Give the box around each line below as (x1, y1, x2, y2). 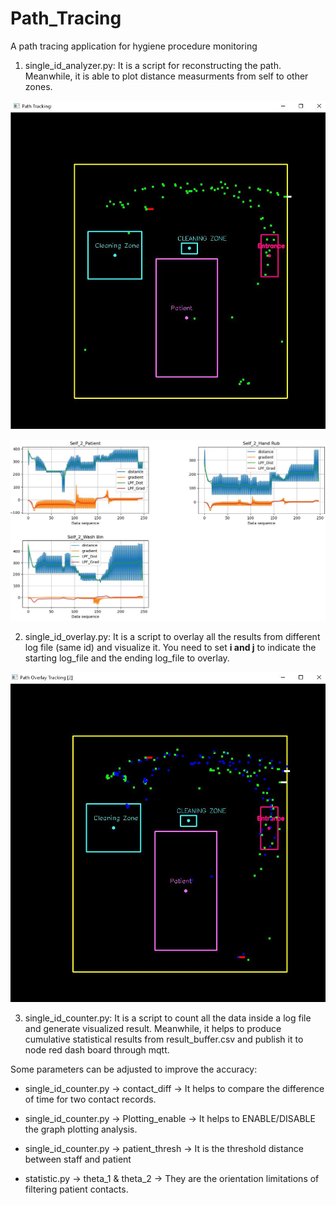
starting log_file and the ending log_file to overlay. (24, 652, 230, 664)
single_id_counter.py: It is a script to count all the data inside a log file (24, 1012, 312, 1024)
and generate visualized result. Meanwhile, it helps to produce (24, 1022, 282, 1034)
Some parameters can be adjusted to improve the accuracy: (10, 1063, 258, 1075)
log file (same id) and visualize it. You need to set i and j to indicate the (24, 642, 317, 654)
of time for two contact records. (24, 1093, 157, 1105)
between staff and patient (24, 1153, 132, 1165)
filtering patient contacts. (24, 1183, 129, 1195)
